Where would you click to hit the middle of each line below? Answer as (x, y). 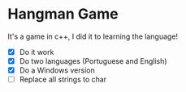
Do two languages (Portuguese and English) (93, 61)
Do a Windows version (57, 70)
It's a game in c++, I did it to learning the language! (93, 36)
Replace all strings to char (63, 79)
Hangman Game (63, 14)
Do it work (37, 52)
